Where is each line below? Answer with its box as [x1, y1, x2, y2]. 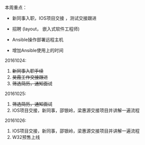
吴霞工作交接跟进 [12, 74, 48, 80]
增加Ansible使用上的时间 [12, 47, 64, 53]
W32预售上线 [12, 134, 40, 140]
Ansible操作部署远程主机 [12, 37, 64, 42]
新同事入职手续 [12, 68, 44, 74]
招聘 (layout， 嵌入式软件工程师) [12, 26, 80, 32]
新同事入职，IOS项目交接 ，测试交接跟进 [12, 15, 97, 21]
